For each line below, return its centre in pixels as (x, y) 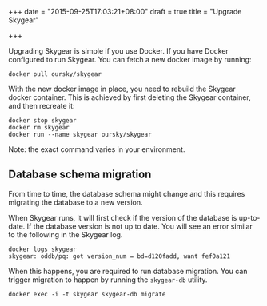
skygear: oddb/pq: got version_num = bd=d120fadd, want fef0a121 (119, 256)
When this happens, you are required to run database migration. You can (128, 271)
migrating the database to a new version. (76, 202)
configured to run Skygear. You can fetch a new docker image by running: (130, 60)
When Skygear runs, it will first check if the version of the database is (123, 217)
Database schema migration (80, 175)
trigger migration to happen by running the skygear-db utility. (108, 280)
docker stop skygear (43, 121)
